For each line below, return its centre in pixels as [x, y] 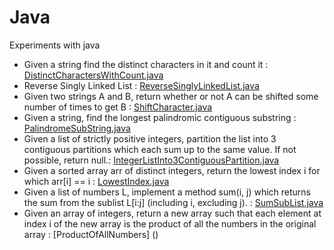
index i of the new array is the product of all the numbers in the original [170, 223]
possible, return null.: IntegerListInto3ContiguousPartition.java [151, 160]
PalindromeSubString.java [77, 128]
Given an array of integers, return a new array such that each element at [172, 213]
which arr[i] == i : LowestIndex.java [96, 181]
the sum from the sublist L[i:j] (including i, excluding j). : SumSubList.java [173, 202]
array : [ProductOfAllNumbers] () [91, 234]
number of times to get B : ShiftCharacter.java [118, 107]
